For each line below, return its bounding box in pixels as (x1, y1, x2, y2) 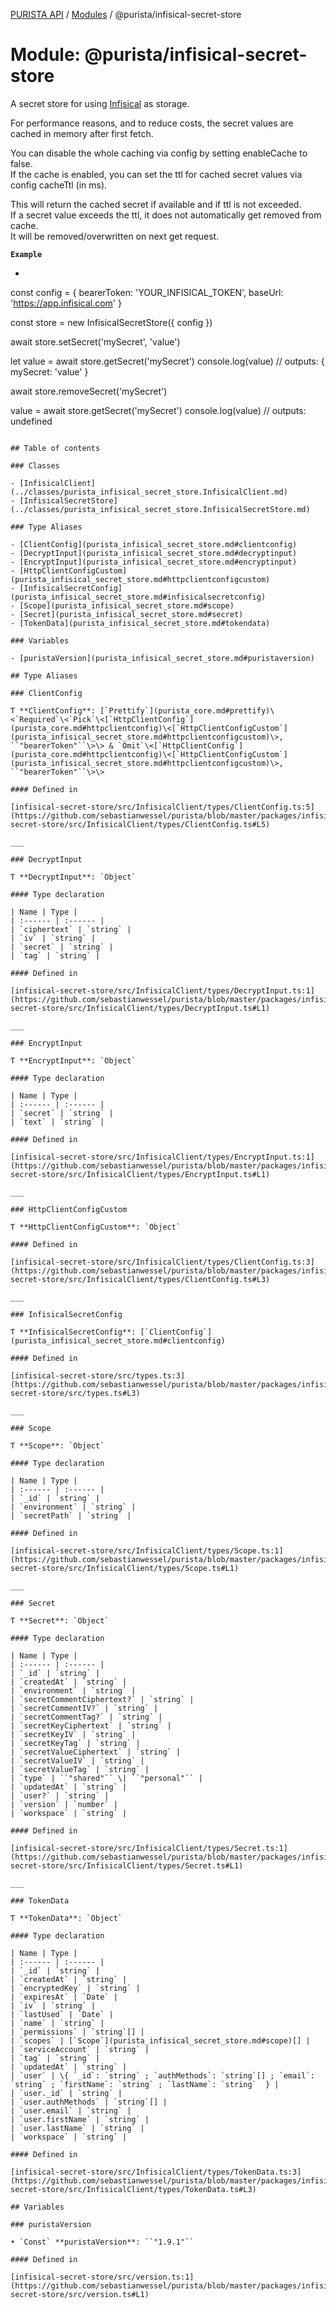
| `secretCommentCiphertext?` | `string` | (10, 1694, 195, 1704)
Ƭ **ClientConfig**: (10, 705, 97, 716)
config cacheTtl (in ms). (10, 179, 108, 191)
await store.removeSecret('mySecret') (10, 385, 168, 397)
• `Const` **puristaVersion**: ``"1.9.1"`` (10, 2237, 195, 2247)
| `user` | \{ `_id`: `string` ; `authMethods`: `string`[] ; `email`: (10, 2070, 315, 2081)
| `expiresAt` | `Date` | (10, 1992, 118, 2002)
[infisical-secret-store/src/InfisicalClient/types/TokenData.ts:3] (10, 2167, 302, 2177)
